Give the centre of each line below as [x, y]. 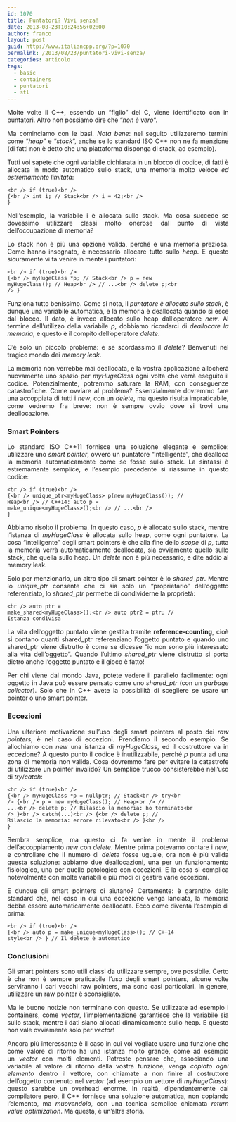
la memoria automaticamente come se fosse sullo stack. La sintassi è [118, 462]
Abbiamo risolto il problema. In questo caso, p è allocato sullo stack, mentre [118, 528]
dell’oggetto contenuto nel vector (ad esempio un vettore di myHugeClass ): [118, 1081]
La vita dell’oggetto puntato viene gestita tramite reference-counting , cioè [118, 632]
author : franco [29, 33]
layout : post [26, 40]
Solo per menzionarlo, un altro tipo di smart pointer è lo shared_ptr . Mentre [118, 579]
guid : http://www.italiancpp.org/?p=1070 [69, 47]
